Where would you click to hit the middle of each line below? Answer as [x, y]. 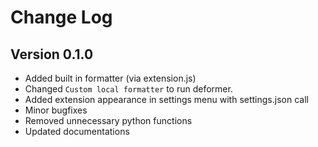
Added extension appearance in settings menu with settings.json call [166, 99]
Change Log [61, 17]
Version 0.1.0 [52, 54]
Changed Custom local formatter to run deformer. [128, 89]
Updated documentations [77, 131]
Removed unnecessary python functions [108, 120]
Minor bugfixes [56, 110]
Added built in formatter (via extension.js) [110, 78]
